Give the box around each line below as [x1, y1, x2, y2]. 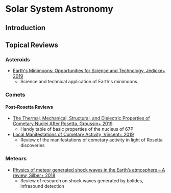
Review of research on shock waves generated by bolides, [20, 177, 144, 184]
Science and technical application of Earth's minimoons [20, 79, 138, 85]
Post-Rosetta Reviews [5, 104, 54, 110]
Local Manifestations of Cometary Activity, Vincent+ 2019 [12, 131, 134, 138]
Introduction [5, 23, 46, 32]
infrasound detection [20, 183, 65, 189]
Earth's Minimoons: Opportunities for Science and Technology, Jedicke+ [12, 67, 166, 74]
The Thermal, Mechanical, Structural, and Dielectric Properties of [12, 115, 150, 122]
